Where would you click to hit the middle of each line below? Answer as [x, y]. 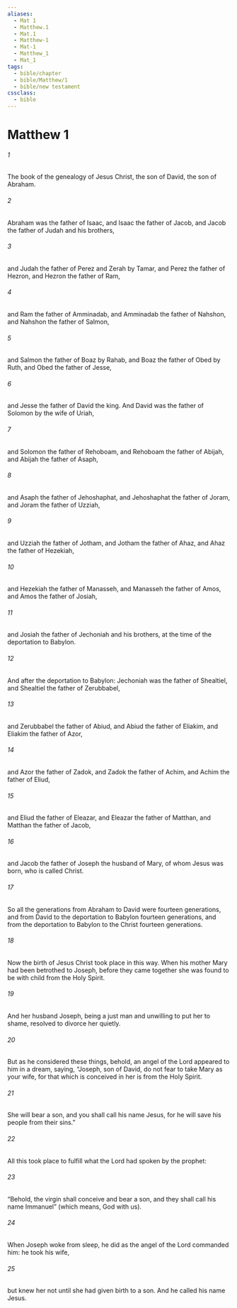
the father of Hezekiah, [41, 551]
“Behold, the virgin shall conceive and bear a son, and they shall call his [112, 1199]
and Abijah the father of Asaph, [53, 459]
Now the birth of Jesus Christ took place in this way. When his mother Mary [117, 962]
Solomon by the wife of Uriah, [51, 413]
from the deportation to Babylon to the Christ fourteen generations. [105, 924]
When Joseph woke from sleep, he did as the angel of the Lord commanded [118, 1245]
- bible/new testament [47, 87]
